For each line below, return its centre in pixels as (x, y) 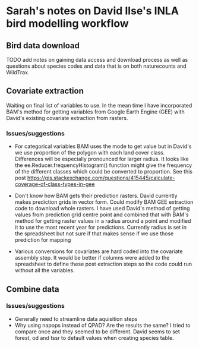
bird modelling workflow (67, 23)
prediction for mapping (43, 240)
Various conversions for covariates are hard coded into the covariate (99, 251)
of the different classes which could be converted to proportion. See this (104, 172)
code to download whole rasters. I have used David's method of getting (102, 209)
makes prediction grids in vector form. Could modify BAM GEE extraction (104, 202)
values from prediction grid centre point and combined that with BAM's (102, 214)
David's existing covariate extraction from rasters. (67, 118)
